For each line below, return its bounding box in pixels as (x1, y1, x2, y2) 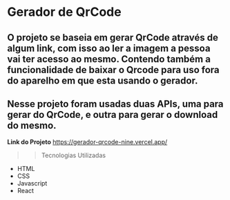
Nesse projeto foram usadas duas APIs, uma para (7, 98, 224, 110)
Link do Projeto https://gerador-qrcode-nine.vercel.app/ (7, 138, 168, 146)
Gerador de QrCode (7, 4, 122, 20)
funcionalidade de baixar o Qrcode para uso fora (7, 63, 220, 76)
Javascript (17, 179, 48, 188)
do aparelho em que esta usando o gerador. (7, 74, 198, 86)
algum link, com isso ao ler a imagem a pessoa (7, 42, 211, 54)
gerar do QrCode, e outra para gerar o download (7, 108, 218, 121)
